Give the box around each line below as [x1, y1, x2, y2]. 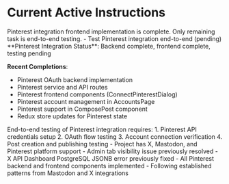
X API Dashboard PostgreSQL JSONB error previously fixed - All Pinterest [7, 154, 214, 162]
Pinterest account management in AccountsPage [16, 97, 155, 105]
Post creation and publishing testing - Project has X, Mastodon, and [7, 140, 198, 148]
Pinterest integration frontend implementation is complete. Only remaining [7, 27, 215, 36]
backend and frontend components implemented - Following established [7, 161, 212, 170]
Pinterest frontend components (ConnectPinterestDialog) [16, 90, 178, 98]
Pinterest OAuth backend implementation [16, 75, 133, 83]
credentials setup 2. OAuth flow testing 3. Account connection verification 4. [7, 132, 223, 141]
